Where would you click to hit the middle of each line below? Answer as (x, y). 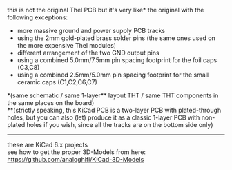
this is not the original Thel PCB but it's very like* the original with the (106, 10)
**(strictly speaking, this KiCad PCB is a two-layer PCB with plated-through (114, 110)
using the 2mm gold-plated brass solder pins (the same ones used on (116, 38)
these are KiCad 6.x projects (48, 145)
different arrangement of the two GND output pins (88, 53)
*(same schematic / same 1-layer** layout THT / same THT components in (113, 95)
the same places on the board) (51, 103)
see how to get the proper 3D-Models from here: (77, 152)
